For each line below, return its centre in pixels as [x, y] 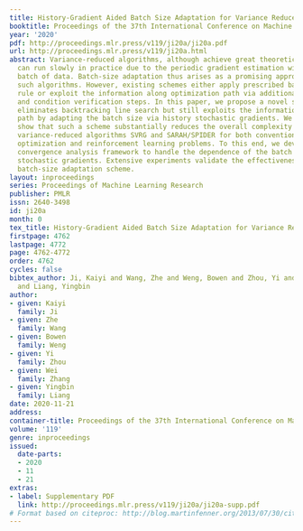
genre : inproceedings [50, 438]
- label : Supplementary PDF [62, 496]
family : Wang [42, 329]
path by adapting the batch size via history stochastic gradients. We [155, 118]
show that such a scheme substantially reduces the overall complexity [155, 127]
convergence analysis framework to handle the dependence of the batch [155, 152]
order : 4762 [32, 261]
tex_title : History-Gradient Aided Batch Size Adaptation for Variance [147, 228]
